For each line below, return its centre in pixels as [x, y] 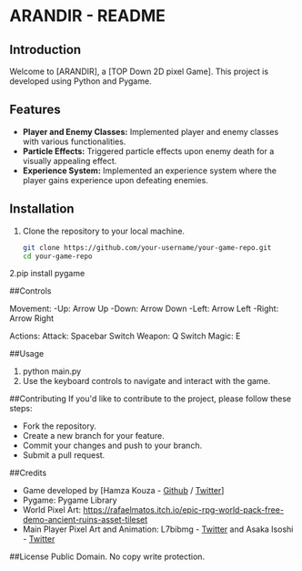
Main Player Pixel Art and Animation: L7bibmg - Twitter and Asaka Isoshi [158, 529]
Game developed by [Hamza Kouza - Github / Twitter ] [123, 491]
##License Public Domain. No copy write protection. [107, 556]
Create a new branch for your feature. [94, 436]
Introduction [45, 50]
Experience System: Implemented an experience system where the [150, 171]
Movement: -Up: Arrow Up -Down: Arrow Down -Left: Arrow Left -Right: [144, 309]
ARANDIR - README [87, 16]
